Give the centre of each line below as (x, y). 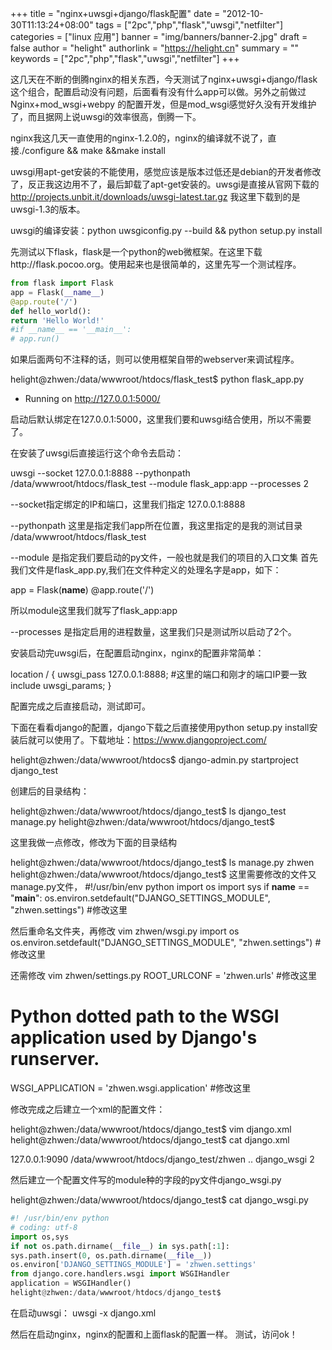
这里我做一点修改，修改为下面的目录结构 (93, 843)
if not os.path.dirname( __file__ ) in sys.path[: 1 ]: (120, 1246)
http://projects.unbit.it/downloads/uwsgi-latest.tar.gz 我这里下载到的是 (155, 196)
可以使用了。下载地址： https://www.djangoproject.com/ (151, 740)
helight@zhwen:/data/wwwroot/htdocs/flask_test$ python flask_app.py (157, 379)
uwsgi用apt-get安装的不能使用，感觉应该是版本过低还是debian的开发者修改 (166, 171)
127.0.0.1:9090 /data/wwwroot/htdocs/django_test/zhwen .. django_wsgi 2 (162, 1159)
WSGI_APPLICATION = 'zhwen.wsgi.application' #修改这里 (131, 1088)
